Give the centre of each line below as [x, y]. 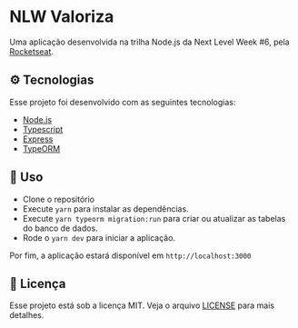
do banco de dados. [60, 228]
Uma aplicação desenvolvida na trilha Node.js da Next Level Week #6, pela [149, 42]
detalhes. [27, 315]
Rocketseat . [32, 51]
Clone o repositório [59, 199]
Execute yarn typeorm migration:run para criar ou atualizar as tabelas [154, 218]
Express [38, 139]
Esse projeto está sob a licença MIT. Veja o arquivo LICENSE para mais [142, 305]
